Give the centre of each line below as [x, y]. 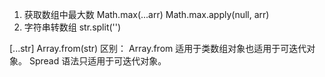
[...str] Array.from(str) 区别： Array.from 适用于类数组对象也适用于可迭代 [158, 48]
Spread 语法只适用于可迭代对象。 [97, 61]
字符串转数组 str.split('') [72, 27]
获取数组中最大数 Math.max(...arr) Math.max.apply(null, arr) [146, 14]
